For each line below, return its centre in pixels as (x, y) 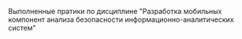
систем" (22, 28)
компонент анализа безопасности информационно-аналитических (121, 19)
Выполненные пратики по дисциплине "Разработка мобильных (115, 11)
